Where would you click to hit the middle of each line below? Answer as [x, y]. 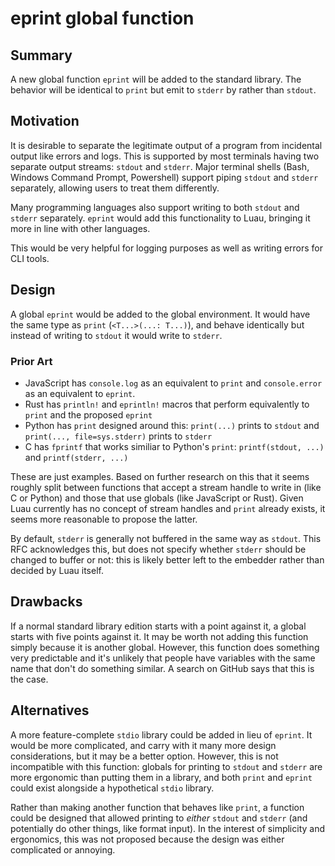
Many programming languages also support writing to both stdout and [155, 207]
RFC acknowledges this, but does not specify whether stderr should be [158, 549]
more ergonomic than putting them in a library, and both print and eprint [161, 777]
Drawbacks [46, 602]
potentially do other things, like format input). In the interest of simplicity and [168, 828]
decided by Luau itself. [57, 570]
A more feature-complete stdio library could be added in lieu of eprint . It [161, 734]
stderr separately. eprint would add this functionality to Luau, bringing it [160, 218]
